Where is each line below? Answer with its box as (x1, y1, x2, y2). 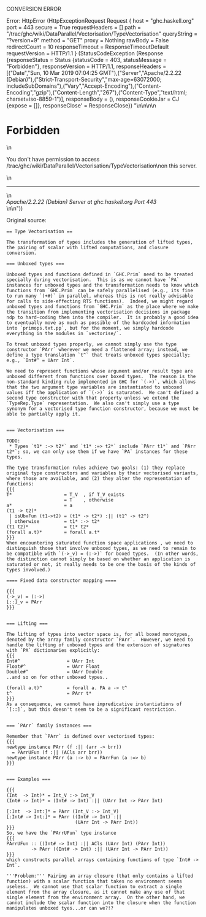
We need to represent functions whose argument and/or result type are (6, 368, 193, 374)
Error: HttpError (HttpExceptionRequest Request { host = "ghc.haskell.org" (6, 17, 194, 24)
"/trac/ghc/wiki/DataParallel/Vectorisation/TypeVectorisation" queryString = (6, 30, 198, 37)
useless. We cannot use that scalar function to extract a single (6, 883, 183, 889)
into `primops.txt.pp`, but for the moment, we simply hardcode (6, 325, 174, 331)
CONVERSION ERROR (6, 6, 61, 12)
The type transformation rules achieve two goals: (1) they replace (6, 465, 185, 471)
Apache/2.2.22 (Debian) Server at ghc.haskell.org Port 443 (6, 198, 157, 205)
